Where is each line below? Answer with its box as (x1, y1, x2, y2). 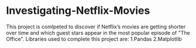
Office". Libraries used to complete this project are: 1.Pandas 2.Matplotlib (6, 35, 183, 42)
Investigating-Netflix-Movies (6, 4, 150, 17)
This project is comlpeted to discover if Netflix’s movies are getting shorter (6, 23, 186, 30)
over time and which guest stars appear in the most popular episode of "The (6, 29, 190, 36)
